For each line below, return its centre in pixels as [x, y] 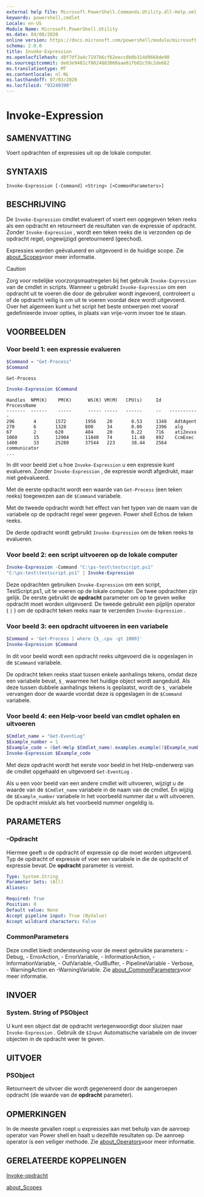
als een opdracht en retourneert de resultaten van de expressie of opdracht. [101, 225]
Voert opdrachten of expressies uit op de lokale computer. [79, 153]
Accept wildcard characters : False [51, 921]
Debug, [15, 957]
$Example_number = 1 [32, 742]
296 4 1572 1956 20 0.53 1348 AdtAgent [102, 421]
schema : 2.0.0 [24, 46]
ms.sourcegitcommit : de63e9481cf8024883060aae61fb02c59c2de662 [88, 63]
